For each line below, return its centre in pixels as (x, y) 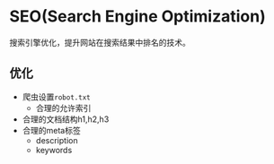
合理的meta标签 (51, 130)
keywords (54, 150)
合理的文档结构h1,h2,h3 (66, 119)
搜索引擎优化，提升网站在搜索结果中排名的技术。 (100, 42)
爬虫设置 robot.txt (57, 97)
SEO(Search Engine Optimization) (138, 17)
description (57, 140)
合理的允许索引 (63, 108)
